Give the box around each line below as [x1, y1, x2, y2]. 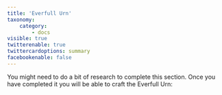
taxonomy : [7, 16, 36, 23]
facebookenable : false [7, 54, 72, 61]
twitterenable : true [7, 41, 66, 48]
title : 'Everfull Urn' [7, 9, 72, 17]
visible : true [7, 35, 48, 42]
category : [19, 22, 48, 29]
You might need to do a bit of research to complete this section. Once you [7, 73, 216, 81]
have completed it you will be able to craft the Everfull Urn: [7, 79, 173, 88]
